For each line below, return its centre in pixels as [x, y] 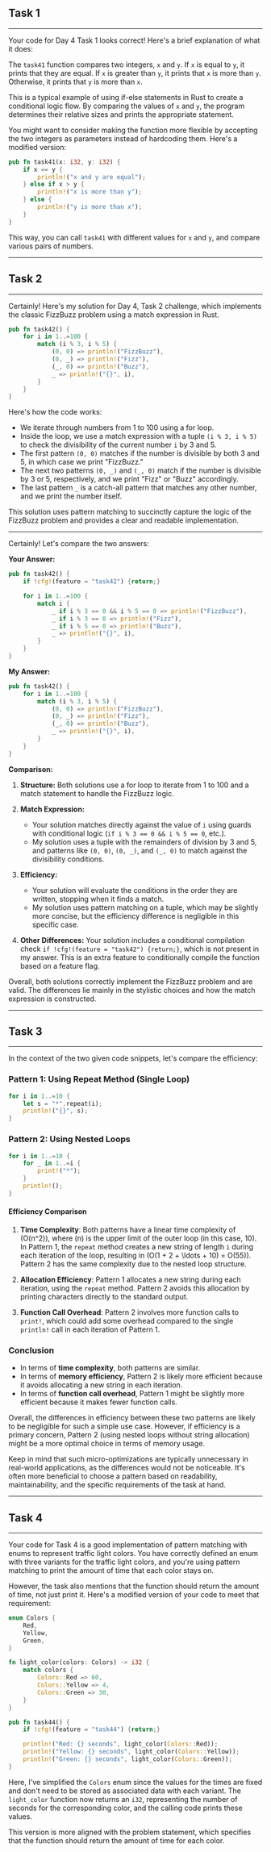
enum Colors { [32, 1618]
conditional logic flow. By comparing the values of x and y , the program [127, 106]
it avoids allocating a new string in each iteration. [101, 1385]
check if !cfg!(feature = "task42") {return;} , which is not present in [140, 949]
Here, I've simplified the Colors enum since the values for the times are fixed [135, 1782]
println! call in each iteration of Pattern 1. [90, 1329]
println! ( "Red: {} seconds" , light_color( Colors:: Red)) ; [121, 1744]
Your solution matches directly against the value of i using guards [142, 824]
